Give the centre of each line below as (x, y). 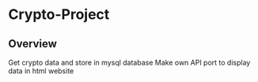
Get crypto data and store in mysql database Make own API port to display (129, 62)
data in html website (41, 71)
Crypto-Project (59, 15)
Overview (33, 44)
